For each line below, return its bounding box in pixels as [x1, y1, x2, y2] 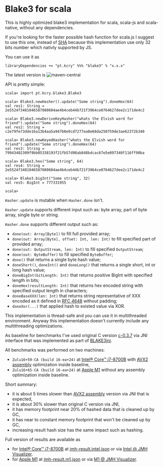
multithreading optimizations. [5, 323, 64, 329]
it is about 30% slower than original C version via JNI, [12, 401, 120, 407]
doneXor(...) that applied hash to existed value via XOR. [12, 303, 126, 309]
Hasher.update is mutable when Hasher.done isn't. [5, 197, 104, 203]
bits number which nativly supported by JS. [5, 44, 92, 50]
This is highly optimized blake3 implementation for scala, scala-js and [5, 19, 145, 25]
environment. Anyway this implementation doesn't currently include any [5, 318, 149, 323]
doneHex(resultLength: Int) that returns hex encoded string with [12, 282, 144, 288]
